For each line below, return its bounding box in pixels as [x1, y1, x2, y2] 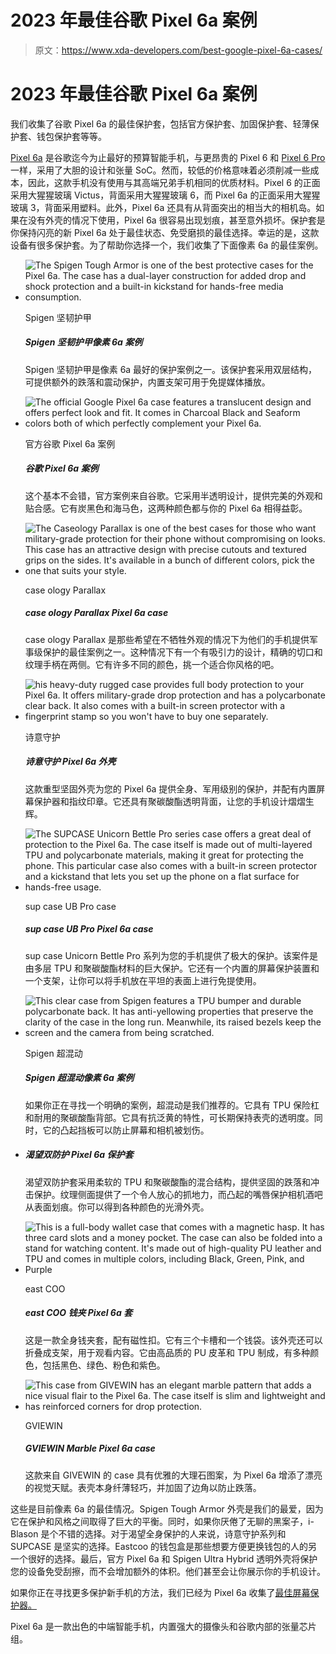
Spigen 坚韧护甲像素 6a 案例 [24, 336, 143, 348]
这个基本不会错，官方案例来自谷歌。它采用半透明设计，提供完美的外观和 [24, 489, 323, 501]
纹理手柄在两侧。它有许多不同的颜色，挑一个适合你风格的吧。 [24, 658, 280, 670]
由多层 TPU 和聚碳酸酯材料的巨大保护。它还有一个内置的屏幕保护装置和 [24, 962, 320, 974]
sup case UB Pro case [24, 900, 117, 912]
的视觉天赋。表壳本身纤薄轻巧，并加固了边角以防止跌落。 [24, 1481, 262, 1493]
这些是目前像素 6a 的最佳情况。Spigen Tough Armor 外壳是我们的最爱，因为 [10, 1502, 324, 1515]
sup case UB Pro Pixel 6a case [24, 923, 154, 935]
